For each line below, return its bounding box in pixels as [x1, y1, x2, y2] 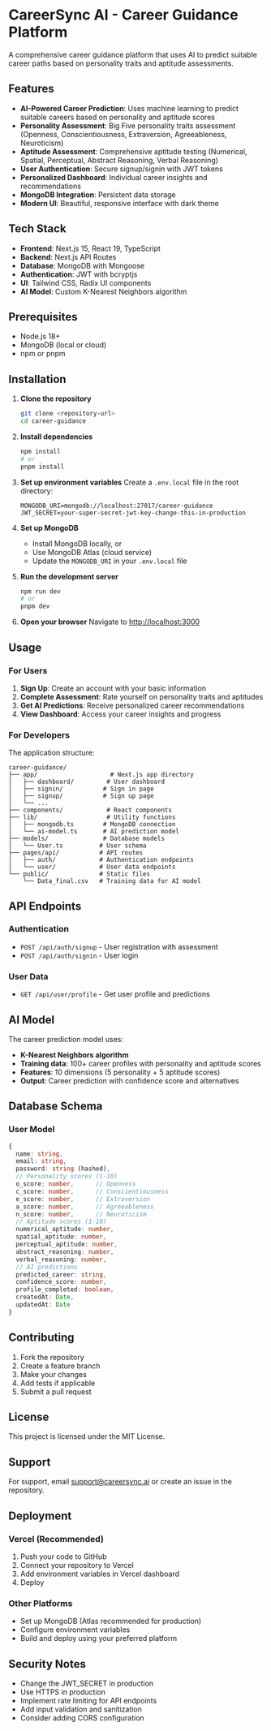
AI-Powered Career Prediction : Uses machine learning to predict [19, 103, 239, 113]
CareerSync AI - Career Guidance [8, 6, 239, 24]
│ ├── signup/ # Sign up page [8, 792, 154, 800]
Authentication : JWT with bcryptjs [19, 269, 138, 279]
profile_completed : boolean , [15, 1285, 114, 1294]
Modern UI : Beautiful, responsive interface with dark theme [19, 198, 219, 208]
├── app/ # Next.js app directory [8, 771, 195, 779]
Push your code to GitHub [19, 1552, 107, 1561]
